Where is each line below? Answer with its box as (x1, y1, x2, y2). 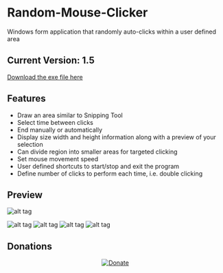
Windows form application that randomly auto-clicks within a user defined (7, 27, 216, 36)
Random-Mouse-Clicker (7, 5, 148, 21)
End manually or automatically (16, 126, 103, 134)
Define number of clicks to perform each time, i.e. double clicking (16, 169, 203, 178)
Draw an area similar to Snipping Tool (16, 111, 124, 119)
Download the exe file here (7, 73, 84, 81)
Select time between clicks (16, 118, 94, 126)
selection (16, 140, 43, 148)
